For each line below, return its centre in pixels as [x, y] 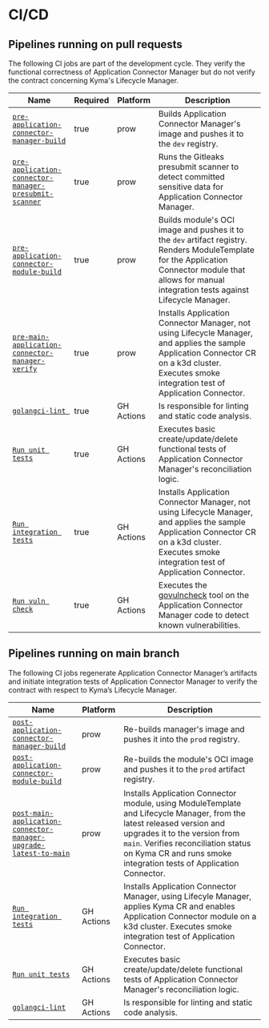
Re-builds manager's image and [185, 729]
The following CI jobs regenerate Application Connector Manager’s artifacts [133, 673]
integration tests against [204, 290]
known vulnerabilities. [200, 625]
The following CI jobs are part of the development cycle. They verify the [127, 63]
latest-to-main [41, 853]
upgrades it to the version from [182, 833]
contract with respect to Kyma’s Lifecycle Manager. [93, 689]
